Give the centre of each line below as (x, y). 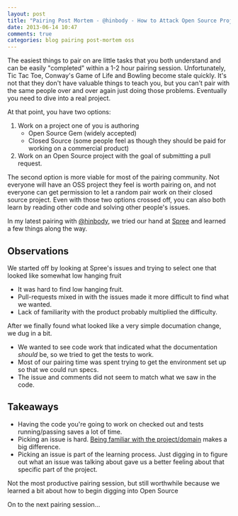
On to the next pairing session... (54, 504)
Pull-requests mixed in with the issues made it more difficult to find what (123, 297)
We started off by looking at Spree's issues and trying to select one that (112, 268)
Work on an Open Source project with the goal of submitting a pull (114, 156)
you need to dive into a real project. (59, 98)
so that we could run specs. (58, 369)
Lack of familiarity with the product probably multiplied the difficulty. (117, 312)
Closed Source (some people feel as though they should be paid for (127, 141)
